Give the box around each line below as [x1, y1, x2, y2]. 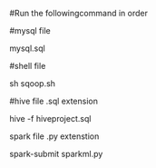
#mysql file [9, 25, 52, 35]
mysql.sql [9, 43, 45, 54]
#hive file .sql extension [9, 95, 98, 106]
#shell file [9, 61, 46, 71]
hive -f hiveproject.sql [9, 114, 92, 124]
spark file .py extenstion [9, 131, 100, 142]
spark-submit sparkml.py [9, 149, 103, 159]
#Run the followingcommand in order [9, 8, 148, 18]
